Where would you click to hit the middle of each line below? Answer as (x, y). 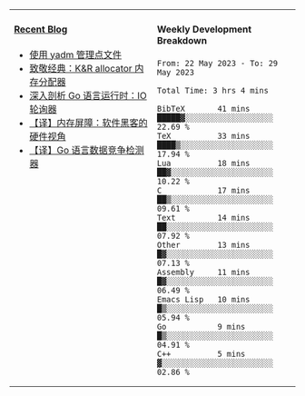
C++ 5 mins (202, 354)
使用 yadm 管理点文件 (76, 54)
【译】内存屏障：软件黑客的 (89, 123)
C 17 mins (204, 190)
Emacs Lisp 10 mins (204, 299)
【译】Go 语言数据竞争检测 (87, 150)
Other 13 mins (204, 245)
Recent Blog (41, 29)
